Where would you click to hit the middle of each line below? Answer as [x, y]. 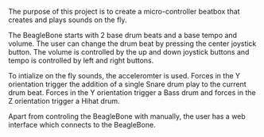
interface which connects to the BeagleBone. [82, 125]
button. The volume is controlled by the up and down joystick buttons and [129, 52]
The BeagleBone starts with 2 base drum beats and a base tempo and [122, 35]
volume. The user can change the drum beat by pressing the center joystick [132, 44]
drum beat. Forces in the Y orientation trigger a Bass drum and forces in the [132, 93]
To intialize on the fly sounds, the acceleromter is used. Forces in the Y [124, 76]
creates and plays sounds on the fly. [68, 20]
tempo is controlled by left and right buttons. [81, 60]
